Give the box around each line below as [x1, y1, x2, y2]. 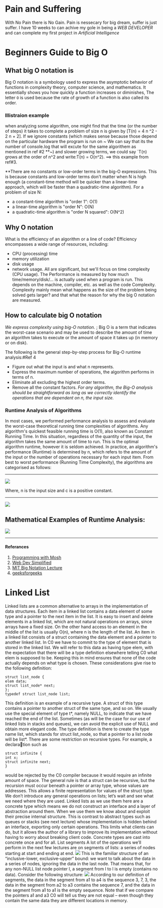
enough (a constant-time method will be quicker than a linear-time [5, 179, 137, 185]
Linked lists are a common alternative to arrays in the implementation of [5, 603, 148, 609]
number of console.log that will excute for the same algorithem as [5, 144, 136, 149]
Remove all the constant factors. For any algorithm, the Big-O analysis [12, 384, 153, 390]
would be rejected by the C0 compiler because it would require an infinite [5, 772, 152, 778]
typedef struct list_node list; [5, 692, 70, 697]
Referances [5, 544, 29, 549]
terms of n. [12, 374, 34, 380]
